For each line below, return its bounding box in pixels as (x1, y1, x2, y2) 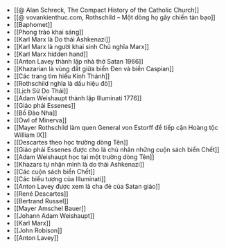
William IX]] (13, 131, 47, 139)
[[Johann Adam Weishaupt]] (13, 212, 95, 220)
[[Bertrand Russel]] (13, 197, 69, 205)
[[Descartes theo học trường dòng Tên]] (13, 138, 128, 146)
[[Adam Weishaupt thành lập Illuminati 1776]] (13, 94, 142, 102)
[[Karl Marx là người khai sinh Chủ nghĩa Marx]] (13, 43, 149, 50)
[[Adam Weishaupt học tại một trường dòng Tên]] (13, 153, 155, 161)
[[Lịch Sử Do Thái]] (13, 86, 69, 95)
